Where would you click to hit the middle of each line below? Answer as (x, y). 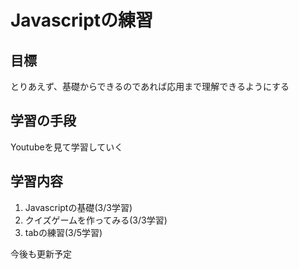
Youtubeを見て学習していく (67, 147)
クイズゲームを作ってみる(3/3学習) (96, 220)
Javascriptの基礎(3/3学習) (78, 207)
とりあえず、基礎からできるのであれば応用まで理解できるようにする (150, 86)
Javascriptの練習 (82, 20)
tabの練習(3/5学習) (63, 232)
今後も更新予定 (41, 253)
